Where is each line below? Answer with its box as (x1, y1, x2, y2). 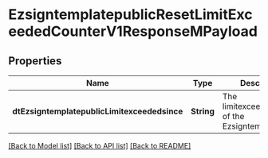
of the (222, 111, 245, 121)
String (191, 106, 215, 117)
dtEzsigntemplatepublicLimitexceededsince (12, 106, 183, 117)
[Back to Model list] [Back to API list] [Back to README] (8, 141, 191, 150)
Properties (8, 54, 62, 67)
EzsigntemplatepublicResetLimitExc (8, 6, 253, 24)
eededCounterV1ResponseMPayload (8, 22, 258, 40)
